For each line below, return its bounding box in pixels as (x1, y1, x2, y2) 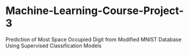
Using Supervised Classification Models (5, 42, 102, 49)
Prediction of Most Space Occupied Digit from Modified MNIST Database (5, 36, 182, 43)
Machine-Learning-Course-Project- (5, 4, 184, 18)
